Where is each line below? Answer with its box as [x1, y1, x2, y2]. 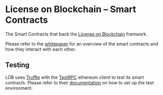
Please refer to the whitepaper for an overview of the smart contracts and [5, 40, 158, 46]
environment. [5, 85, 33, 91]
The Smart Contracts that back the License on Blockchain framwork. [5, 31, 148, 37]
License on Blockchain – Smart [5, 4, 136, 15]
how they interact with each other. [5, 46, 77, 52]
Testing [5, 61, 30, 69]
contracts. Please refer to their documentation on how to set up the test [5, 79, 154, 85]
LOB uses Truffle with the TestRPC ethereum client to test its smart [5, 74, 144, 80]
